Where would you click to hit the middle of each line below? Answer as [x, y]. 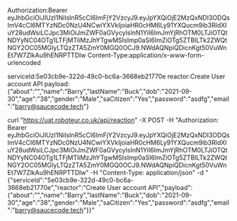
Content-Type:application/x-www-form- [146, 55]
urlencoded [24, 62]
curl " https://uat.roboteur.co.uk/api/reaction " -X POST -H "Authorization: [113, 120]
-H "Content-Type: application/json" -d [147, 173]
